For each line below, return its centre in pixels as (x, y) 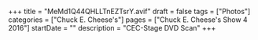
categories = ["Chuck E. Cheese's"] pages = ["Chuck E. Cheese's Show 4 (128, 20)
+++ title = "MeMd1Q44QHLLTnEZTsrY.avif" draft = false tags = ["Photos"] (129, 11)
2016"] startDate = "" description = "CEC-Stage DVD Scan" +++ (112, 28)
